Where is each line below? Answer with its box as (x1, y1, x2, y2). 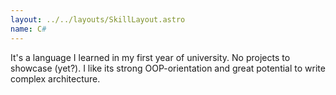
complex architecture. (10, 72, 101, 85)
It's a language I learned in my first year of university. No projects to (10, 51, 291, 63)
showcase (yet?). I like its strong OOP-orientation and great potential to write (10, 62, 326, 74)
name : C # (10, 24, 47, 34)
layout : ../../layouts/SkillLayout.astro (10, 14, 186, 25)
